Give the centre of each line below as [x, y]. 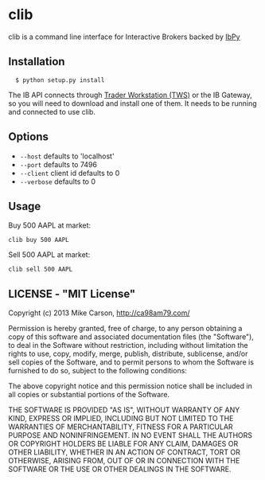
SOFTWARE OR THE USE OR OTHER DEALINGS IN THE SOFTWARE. [120, 469]
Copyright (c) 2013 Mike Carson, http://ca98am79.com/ [99, 313]
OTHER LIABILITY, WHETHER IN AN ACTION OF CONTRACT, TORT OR [124, 452]
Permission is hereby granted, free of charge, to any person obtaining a [125, 329]
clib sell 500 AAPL [41, 269]
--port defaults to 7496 [58, 164]
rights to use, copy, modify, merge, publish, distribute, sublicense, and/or [128, 354]
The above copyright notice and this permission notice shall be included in [130, 386]
